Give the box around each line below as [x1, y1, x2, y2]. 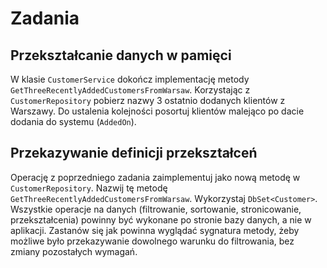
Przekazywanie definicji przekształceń [10, 145, 258, 162]
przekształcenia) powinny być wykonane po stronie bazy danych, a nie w [10, 213, 312, 226]
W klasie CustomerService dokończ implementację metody [10, 73, 250, 85]
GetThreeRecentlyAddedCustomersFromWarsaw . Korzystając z [10, 84, 251, 96]
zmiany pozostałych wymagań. [10, 245, 138, 257]
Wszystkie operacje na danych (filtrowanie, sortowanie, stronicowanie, [10, 203, 302, 215]
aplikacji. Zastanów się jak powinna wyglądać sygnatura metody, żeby [10, 224, 300, 236]
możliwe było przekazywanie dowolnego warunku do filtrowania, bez [10, 235, 295, 247]
